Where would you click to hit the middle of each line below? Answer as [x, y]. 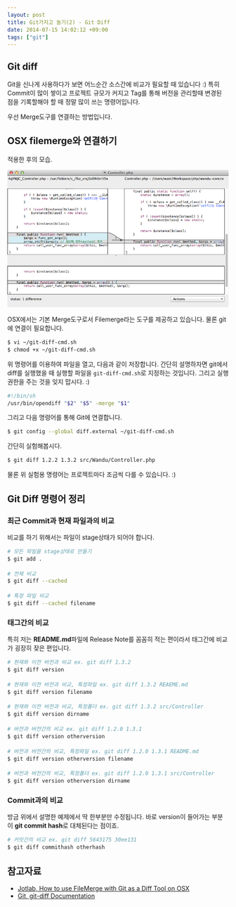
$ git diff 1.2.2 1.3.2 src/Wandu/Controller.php [81, 461]
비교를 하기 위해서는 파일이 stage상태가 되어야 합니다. [81, 537]
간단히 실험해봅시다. [34, 446]
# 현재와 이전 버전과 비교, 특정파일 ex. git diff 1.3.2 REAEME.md [98, 684]
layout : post [26, 15]
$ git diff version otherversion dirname [69, 781]
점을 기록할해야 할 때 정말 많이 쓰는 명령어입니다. [74, 102]
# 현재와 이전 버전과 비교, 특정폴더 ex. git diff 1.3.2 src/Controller [105, 707]
